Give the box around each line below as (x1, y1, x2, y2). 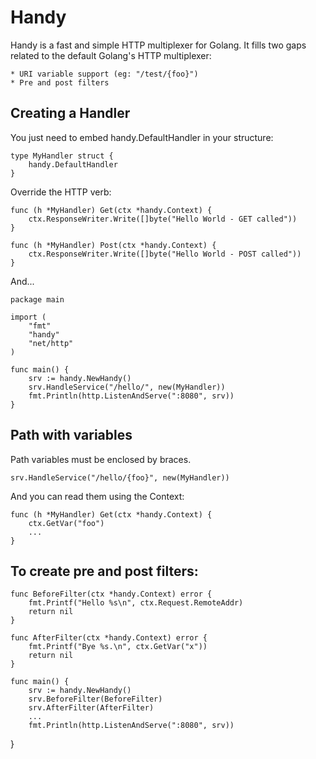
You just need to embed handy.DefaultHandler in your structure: (10, 131, 274, 143)
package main (10, 294, 65, 305)
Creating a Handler (10, 105, 131, 122)
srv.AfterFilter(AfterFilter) (28, 703, 155, 713)
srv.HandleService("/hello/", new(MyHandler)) (28, 382, 226, 392)
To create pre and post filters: (10, 562, 199, 580)
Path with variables (10, 427, 133, 444)
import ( (10, 312, 47, 322)
